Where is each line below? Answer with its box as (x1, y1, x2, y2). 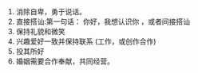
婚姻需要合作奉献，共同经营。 (15, 56, 114, 66)
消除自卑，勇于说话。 (15, 7, 86, 16)
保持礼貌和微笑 (15, 27, 65, 36)
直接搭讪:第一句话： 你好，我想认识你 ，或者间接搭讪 (15, 17, 190, 26)
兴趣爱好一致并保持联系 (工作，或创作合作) (15, 36, 156, 46)
